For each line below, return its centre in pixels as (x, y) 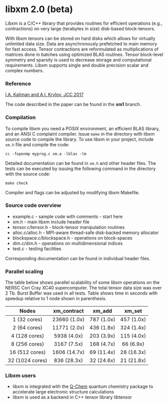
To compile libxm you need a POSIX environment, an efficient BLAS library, (82, 128)
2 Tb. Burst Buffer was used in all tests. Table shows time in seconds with (81, 293)
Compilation (21, 118)
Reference (18, 83)
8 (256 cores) (27, 344)
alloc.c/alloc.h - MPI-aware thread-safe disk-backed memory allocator (86, 233)
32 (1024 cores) (28, 361)
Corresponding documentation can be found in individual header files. (78, 258)
